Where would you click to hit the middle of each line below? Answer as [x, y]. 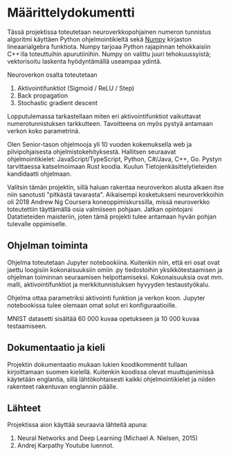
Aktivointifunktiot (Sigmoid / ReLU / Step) [76, 88]
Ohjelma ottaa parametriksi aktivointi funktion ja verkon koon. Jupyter [106, 298]
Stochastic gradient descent [57, 102]
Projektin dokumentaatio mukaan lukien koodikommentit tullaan [98, 364]
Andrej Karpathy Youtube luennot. [65, 446]
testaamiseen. [27, 326]
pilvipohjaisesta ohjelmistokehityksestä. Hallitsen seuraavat [92, 152]
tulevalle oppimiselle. [37, 224]
